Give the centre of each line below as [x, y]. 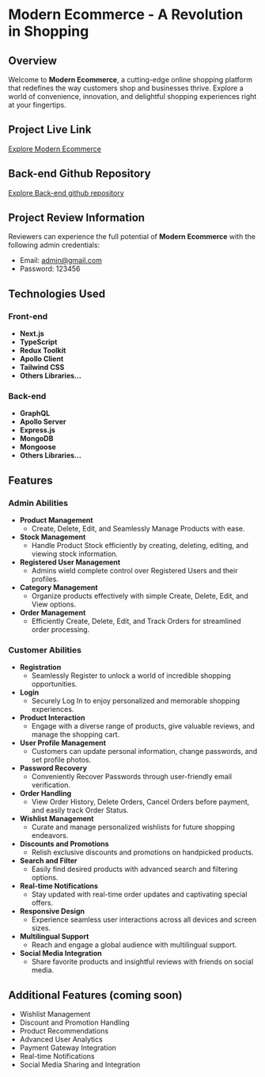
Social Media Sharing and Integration [80, 1065]
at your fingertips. [37, 105]
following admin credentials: [54, 245]
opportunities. [54, 684]
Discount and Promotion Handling [75, 1022]
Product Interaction [52, 717]
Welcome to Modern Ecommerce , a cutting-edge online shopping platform [131, 80]
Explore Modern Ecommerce [55, 149]
